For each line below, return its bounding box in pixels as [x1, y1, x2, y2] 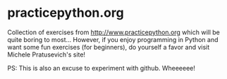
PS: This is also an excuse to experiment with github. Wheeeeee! [7, 64, 196, 72]
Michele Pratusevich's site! [7, 50, 86, 59]
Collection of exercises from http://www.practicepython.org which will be [7, 28, 220, 36]
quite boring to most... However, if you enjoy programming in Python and [7, 35, 219, 43]
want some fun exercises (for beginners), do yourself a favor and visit [7, 43, 210, 51]
